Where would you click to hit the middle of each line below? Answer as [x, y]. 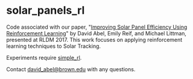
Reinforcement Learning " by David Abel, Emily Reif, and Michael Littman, [96, 33]
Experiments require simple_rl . [44, 57]
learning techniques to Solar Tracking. [54, 46]
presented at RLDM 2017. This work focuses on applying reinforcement [94, 39]
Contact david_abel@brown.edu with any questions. [71, 69]
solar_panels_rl [46, 10]
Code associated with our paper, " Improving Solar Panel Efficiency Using [97, 27]
